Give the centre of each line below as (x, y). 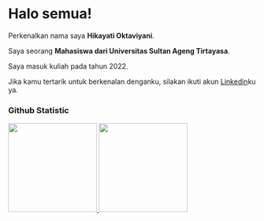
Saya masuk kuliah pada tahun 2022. (68, 66)
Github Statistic (39, 110)
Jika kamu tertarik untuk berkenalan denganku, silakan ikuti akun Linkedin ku (132, 81)
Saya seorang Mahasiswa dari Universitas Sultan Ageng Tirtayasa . (119, 51)
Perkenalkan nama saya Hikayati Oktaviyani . (82, 36)
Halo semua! (50, 14)
